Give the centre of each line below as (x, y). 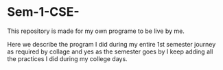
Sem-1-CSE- (43, 12)
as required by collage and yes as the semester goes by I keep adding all (110, 51)
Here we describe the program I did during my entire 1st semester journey (111, 44)
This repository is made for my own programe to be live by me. (96, 31)
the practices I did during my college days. (68, 58)
